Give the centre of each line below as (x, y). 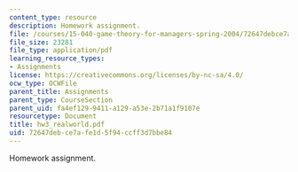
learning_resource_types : (57, 59)
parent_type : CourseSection (61, 100)
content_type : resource (53, 17)
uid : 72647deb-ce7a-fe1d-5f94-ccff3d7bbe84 (91, 133)
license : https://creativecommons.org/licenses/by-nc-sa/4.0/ (126, 75)
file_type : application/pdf (61, 51)
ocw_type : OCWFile (43, 83)
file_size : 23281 (41, 42)
